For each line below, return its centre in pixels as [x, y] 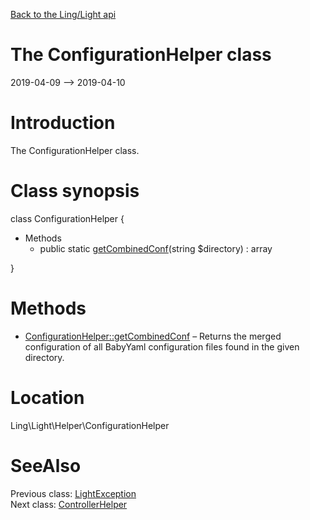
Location [47, 397]
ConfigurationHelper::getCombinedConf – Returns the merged [153, 336]
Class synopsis [75, 191]
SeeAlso [46, 465]
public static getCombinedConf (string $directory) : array [156, 248]
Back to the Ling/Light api [63, 14]
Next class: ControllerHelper [69, 504]
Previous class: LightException [73, 493]
